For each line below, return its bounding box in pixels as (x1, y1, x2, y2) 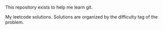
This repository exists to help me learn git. (5, 4, 93, 10)
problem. (5, 19, 24, 25)
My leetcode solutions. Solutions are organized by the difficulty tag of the (5, 14, 158, 19)
